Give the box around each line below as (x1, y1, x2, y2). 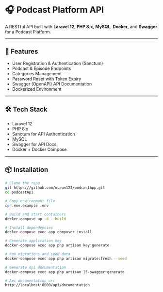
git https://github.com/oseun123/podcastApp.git (5, 185, 105, 190)
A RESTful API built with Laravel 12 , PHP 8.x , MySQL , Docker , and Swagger (5, 23, 158, 30)
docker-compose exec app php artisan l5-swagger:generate (5, 269, 125, 275)
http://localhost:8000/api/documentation (5, 283, 90, 288)
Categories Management (12, 70, 62, 76)
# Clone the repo (5, 181, 40, 186)
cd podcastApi (5, 190, 34, 195)
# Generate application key (5, 239, 62, 243)
